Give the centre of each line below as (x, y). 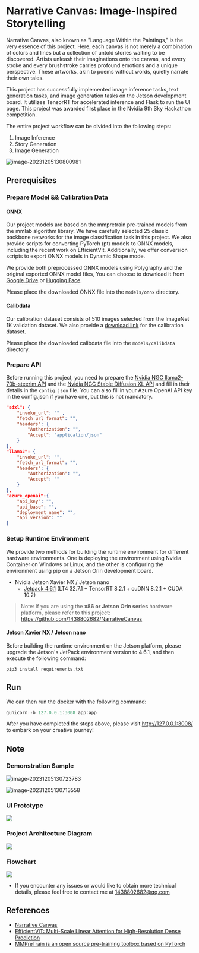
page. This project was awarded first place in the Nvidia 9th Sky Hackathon (99, 108)
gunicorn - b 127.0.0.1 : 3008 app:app (51, 712)
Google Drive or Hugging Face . (44, 280)
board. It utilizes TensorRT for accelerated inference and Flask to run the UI (98, 102)
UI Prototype (25, 805)
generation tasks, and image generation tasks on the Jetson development (96, 96)
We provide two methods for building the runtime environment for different (97, 551)
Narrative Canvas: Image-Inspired (92, 11)
